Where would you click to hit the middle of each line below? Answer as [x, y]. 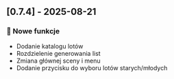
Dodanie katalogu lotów [50, 46]
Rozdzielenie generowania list [58, 53]
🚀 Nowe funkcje [33, 31]
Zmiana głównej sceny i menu [58, 61]
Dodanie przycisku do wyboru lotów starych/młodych [92, 67]
